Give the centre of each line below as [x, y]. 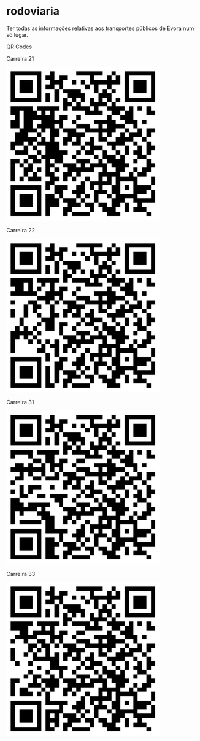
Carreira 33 [21, 574]
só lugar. [17, 34]
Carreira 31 [20, 402]
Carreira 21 [20, 58]
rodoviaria [33, 11]
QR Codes [19, 47]
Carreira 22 [21, 230]
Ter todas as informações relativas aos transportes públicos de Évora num [100, 28]
